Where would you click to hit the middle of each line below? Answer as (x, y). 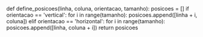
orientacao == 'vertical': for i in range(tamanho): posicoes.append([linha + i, (102, 15)
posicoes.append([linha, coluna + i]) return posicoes (72, 27)
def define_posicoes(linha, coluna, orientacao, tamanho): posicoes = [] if (98, 9)
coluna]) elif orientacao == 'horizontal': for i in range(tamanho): (86, 21)
